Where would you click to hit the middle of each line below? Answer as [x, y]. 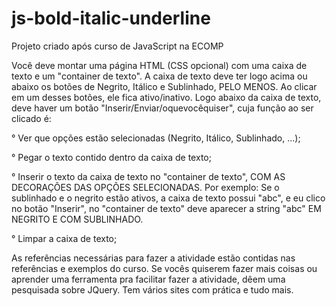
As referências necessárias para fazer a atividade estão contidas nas [153, 258]
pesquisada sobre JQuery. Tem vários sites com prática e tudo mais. [152, 289]
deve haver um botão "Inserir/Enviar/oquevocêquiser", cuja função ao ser [162, 108]
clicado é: [31, 118]
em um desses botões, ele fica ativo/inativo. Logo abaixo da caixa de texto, [166, 97]
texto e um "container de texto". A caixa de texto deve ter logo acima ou [159, 76]
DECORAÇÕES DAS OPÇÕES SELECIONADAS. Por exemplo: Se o [145, 187]
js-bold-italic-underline [111, 18]
